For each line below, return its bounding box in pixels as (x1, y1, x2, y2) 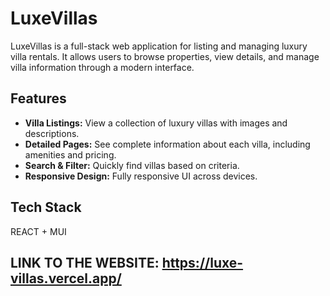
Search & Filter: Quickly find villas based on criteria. (24, 159, 240, 171)
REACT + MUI (10, 225, 67, 237)
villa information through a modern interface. (10, 61, 195, 73)
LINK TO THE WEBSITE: (10, 254, 160, 271)
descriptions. (24, 127, 80, 139)
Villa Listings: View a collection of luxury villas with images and (24, 117, 288, 129)
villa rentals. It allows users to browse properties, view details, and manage (10, 50, 320, 62)
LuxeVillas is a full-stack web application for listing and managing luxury (10, 40, 308, 52)
